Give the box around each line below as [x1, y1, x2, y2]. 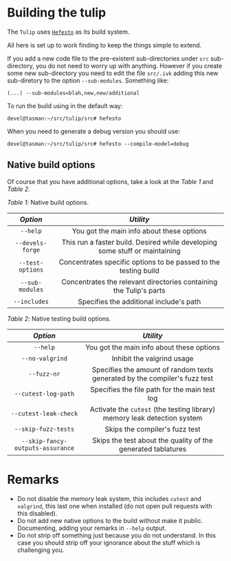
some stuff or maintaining [98, 246, 181, 256]
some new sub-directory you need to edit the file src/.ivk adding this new [7, 69, 219, 77]
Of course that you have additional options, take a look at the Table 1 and [7, 177, 214, 185]
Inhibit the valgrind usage [111, 354, 194, 363]
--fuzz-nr [28, 370, 60, 378]
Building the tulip [7, 5, 107, 21]
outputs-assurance [14, 444, 74, 452]
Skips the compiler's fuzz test [104, 424, 201, 433]
